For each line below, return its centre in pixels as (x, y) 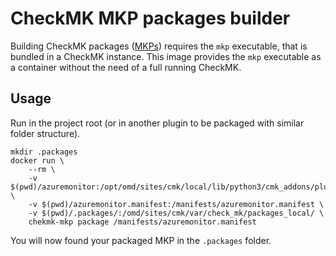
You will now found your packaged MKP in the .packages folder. (141, 240)
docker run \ (37, 160)
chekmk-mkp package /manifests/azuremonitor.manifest (142, 222)
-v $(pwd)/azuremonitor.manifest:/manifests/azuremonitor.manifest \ (176, 204)
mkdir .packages (44, 152)
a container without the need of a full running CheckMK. (126, 67)
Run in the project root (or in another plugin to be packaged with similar (157, 123)
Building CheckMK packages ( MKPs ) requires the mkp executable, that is (159, 46)
